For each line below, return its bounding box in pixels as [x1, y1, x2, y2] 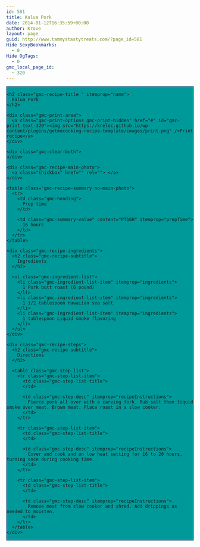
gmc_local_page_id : [6, 64, 55, 70]
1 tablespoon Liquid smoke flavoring [22, 316, 116, 322]
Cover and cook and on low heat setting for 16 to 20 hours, [27, 451, 183, 458]
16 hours [22, 222, 45, 228]
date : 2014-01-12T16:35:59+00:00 [6, 20, 89, 26]
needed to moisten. [7, 509, 55, 515]
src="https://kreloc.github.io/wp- [62, 123, 151, 129]
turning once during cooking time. [7, 456, 95, 462]
